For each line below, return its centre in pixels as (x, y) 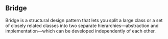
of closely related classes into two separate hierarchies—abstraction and (82, 25)
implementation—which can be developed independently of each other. (81, 31)
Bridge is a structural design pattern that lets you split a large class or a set (84, 20)
